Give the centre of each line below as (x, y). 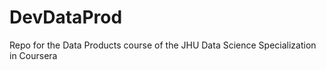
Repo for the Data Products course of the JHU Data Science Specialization (163, 45)
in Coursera (33, 55)
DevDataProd (66, 17)
